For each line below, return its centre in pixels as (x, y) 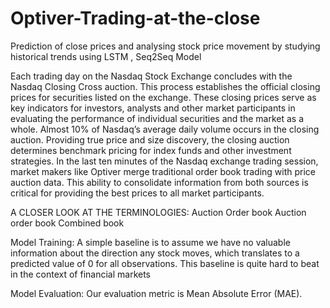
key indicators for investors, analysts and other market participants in (153, 108)
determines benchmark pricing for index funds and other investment (151, 150)
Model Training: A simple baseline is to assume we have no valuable (150, 242)
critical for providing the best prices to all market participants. (137, 193)
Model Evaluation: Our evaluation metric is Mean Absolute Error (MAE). (156, 293)
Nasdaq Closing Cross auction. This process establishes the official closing (165, 86)
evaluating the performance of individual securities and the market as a (157, 118)
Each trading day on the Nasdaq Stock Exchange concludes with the (151, 76)
